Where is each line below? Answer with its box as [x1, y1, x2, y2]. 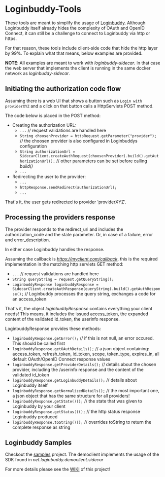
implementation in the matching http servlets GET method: [5, 261, 124, 267]
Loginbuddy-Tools [5, 3, 82, 15]
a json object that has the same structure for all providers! [12, 393, 130, 399]
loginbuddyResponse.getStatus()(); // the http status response [12, 408, 140, 414]
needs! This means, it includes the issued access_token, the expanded [5, 311, 149, 317]
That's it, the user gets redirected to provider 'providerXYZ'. [5, 199, 127, 205]
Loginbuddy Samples [5, 438, 72, 447]
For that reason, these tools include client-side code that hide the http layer [5, 45, 158, 51]
